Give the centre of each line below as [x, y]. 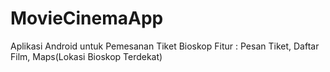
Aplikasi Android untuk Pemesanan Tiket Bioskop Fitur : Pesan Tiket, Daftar [165, 46]
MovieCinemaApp [87, 18]
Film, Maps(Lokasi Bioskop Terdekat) [86, 56]
